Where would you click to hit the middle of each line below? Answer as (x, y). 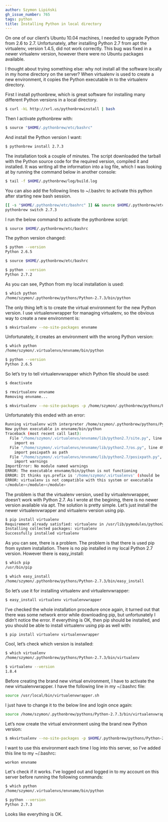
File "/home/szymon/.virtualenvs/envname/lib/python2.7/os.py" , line (83, 447)
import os (24, 443)
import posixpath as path (41, 452)
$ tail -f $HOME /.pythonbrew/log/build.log (51, 181)
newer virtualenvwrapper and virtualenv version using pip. (65, 510)
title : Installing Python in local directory (53, 24)
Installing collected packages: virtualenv (51, 529)
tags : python (19, 19)
